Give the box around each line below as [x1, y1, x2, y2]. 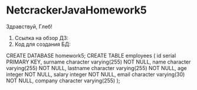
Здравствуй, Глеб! [6, 23, 53, 30]
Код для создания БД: [14, 41, 71, 48]
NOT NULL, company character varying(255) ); [6, 77, 120, 84]
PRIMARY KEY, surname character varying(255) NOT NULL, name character [6, 58, 191, 65]
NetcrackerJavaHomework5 [6, 4, 147, 17]
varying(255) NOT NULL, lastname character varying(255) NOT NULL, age [6, 64, 187, 71]
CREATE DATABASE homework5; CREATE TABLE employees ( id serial [6, 52, 176, 59]
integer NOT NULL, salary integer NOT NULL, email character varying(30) [6, 71, 185, 78]
